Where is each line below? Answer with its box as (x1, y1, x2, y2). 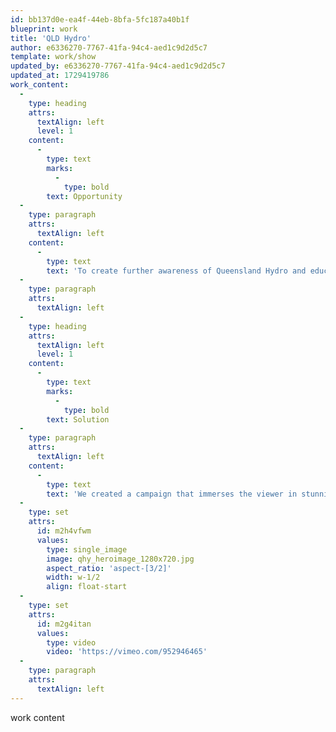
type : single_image (46, 544, 128, 555)
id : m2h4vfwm (36, 526, 92, 536)
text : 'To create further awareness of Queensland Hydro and (46, 266, 307, 276)
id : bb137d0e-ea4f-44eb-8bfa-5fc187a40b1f (10, 14, 190, 25)
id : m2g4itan (36, 619, 92, 629)
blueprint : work (10, 24, 78, 34)
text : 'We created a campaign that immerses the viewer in (46, 489, 298, 499)
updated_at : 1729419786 (10, 71, 110, 81)
